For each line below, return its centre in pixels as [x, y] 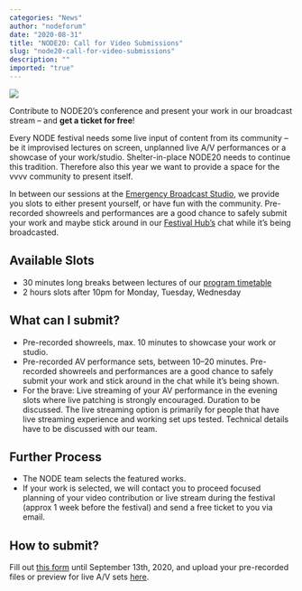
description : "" [40, 60]
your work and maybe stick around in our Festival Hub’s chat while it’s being [150, 222]
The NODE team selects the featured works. [104, 479]
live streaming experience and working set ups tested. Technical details [156, 419]
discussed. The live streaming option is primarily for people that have [151, 409]
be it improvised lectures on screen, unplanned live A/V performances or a [148, 147]
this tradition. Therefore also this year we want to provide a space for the [145, 166]
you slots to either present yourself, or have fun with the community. [136, 203]
